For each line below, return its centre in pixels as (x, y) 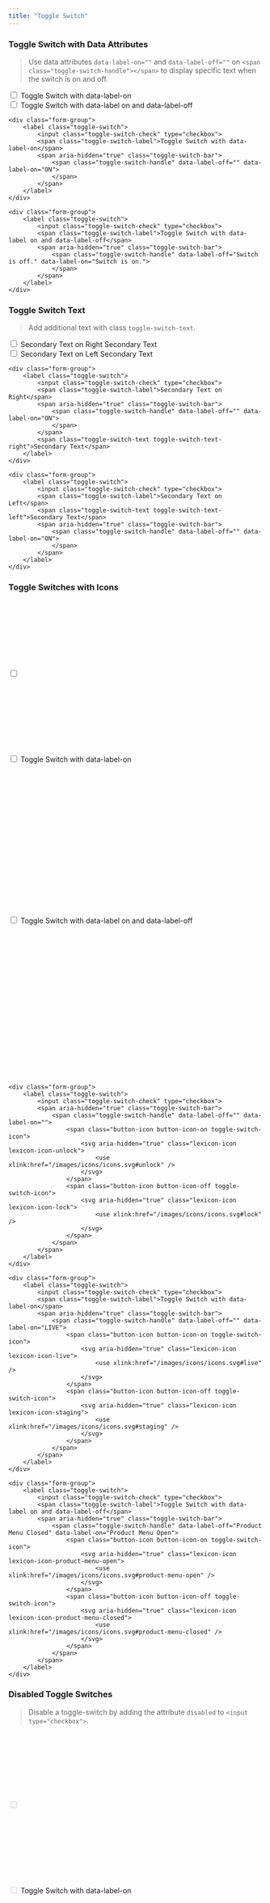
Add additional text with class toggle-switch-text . (112, 328)
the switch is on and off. (68, 78)
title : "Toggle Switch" (49, 16)
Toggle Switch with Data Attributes (78, 44)
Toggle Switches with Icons (63, 587)
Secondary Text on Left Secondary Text (86, 354)
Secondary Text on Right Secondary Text (89, 345)
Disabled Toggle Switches (61, 1694)
